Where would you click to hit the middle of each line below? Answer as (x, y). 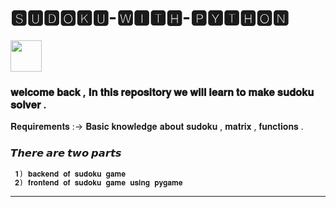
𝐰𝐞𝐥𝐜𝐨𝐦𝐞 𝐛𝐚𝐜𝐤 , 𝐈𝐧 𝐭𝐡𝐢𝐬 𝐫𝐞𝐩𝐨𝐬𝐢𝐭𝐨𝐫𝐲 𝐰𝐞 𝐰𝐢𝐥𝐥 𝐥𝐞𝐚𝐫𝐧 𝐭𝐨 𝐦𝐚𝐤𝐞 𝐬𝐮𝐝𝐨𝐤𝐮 (162, 92)
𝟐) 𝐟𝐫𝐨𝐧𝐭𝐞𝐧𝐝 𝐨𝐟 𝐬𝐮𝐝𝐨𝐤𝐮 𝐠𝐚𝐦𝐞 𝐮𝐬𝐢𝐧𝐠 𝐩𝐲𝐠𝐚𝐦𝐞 (98, 182)
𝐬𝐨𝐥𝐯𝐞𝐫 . (28, 104)
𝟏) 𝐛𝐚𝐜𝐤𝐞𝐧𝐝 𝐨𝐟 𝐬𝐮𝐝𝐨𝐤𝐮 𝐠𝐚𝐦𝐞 (70, 174)
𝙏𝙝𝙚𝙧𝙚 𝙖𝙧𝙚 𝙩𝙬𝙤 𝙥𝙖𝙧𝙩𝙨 (66, 153)
